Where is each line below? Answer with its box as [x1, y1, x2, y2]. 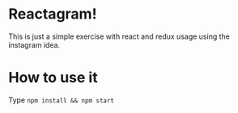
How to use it [8, 69, 99, 87]
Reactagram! [8, 5, 97, 23]
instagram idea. [8, 40, 61, 49]
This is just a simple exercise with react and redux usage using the [8, 31, 231, 41]
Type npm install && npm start [8, 94, 115, 105]
